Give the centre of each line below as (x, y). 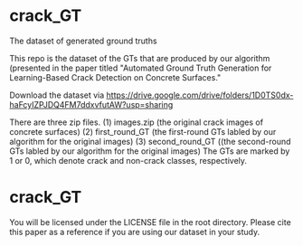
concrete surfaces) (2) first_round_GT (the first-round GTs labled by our (143, 131)
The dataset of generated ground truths (83, 41)
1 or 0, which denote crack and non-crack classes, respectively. (128, 160)
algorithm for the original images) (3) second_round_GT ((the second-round (150, 141)
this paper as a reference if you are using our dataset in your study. (135, 232)
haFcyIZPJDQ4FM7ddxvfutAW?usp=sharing (91, 104)
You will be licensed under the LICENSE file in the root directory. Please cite (150, 222)
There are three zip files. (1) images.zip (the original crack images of (137, 122)
